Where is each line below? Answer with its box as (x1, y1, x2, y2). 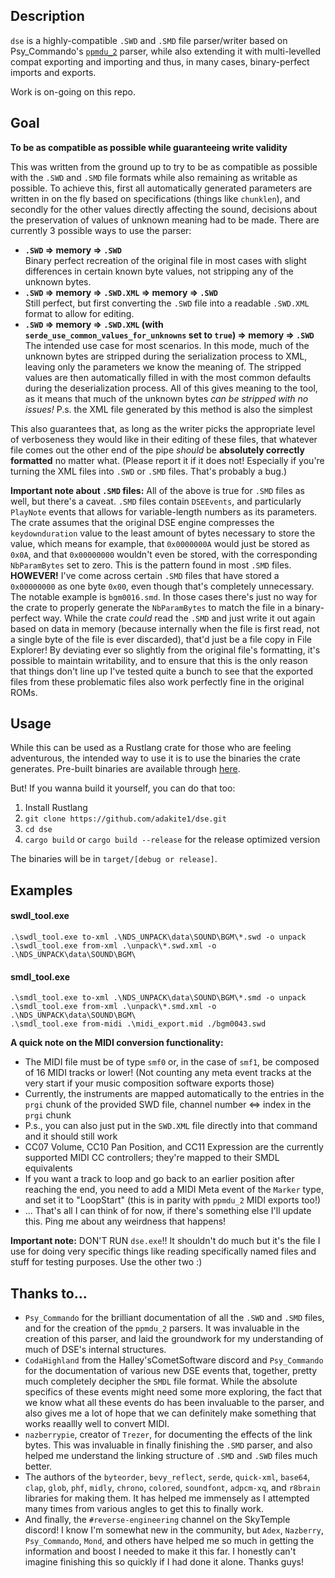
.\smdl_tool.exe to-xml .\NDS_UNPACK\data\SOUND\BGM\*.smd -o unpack (10, 993, 307, 1003)
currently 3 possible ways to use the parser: (10, 224, 192, 236)
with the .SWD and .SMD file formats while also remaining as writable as (10, 171, 298, 183)
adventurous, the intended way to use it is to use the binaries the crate (10, 752, 301, 764)
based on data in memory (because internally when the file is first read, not (10, 622, 320, 634)
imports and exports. (10, 66, 97, 78)
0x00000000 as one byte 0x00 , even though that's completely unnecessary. (10, 580, 315, 592)
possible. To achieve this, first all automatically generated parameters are (10, 182, 313, 194)
